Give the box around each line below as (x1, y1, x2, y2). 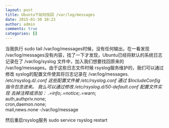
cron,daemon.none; (5, 101, 47, 107)
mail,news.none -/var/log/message (5, 107, 79, 112)
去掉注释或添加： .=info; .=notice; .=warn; (11, 90, 97, 96)
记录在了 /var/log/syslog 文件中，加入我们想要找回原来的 (5, 58, 124, 64)
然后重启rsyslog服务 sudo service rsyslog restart (5, 117, 108, 123)
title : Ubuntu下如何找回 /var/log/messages (5, 12, 95, 17)
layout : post (5, 7, 33, 13)
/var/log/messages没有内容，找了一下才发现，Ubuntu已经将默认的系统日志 (5, 52, 163, 58)
